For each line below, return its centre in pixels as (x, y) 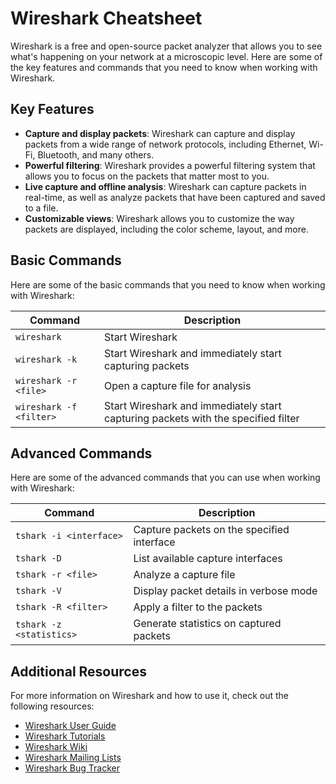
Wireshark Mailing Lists (73, 758)
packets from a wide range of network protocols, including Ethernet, (165, 144)
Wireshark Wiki (56, 747)
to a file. (41, 208)
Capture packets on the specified (211, 530)
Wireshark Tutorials (65, 736)
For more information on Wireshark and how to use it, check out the (149, 696)
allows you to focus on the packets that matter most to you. (147, 176)
